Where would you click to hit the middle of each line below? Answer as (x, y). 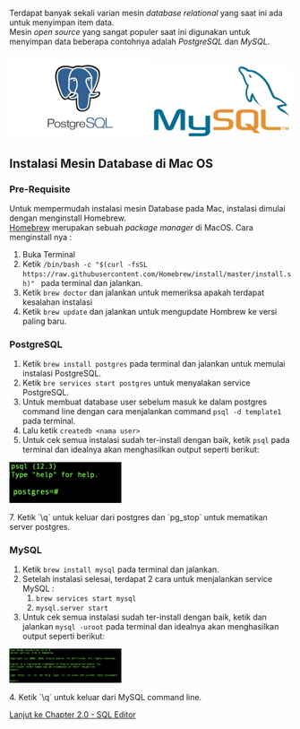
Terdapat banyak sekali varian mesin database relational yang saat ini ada (146, 13)
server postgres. (40, 526)
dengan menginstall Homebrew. (68, 218)
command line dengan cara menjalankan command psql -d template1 (152, 412)
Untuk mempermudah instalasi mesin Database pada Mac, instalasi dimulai (147, 209)
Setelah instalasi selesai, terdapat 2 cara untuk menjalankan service (147, 579)
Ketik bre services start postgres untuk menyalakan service (136, 383)
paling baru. (44, 321)
